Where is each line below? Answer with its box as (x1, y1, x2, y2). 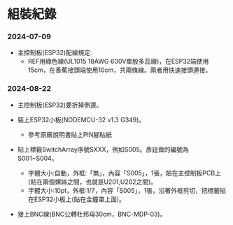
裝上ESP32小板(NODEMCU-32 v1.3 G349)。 (17, 115, 146, 124)
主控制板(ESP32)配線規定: (17, 48, 92, 57)
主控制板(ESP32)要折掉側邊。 (17, 101, 103, 109)
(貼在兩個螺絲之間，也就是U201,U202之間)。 (27, 177, 157, 186)
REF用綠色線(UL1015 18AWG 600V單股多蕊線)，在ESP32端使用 (27, 57, 209, 66)
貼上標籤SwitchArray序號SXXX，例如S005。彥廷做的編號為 (17, 145, 189, 154)
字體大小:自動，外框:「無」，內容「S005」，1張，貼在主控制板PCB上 (27, 168, 222, 177)
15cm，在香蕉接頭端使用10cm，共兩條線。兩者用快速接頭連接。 (27, 66, 212, 74)
